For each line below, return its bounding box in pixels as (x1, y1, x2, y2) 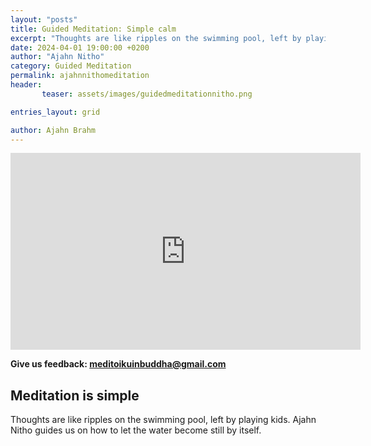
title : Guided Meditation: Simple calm (10, 24, 177, 34)
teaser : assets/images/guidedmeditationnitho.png (41, 89, 253, 99)
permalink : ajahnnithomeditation (10, 71, 150, 81)
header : (10, 80, 43, 90)
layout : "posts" (10, 14, 78, 25)
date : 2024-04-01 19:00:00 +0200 (10, 42, 150, 53)
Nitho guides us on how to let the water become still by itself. (10, 424, 262, 436)
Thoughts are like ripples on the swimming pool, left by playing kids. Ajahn (10, 414, 317, 426)
